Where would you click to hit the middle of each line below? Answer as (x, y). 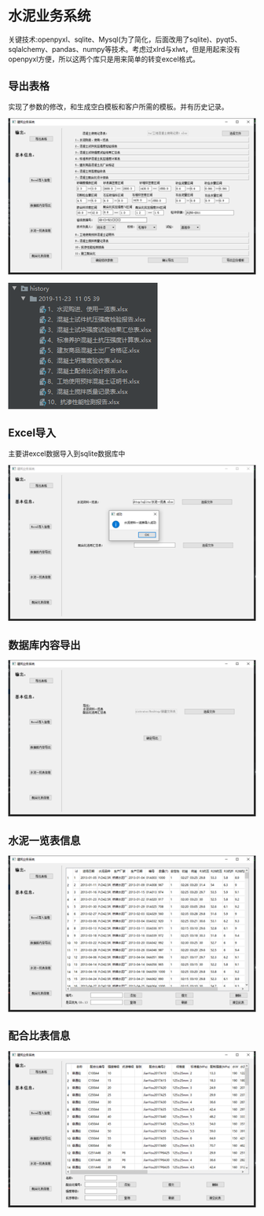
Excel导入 (32, 433)
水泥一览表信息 (44, 841)
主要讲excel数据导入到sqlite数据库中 (67, 454)
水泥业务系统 (50, 16)
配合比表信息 (39, 1036)
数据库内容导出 (44, 645)
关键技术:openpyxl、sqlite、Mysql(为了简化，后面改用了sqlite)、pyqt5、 (125, 39)
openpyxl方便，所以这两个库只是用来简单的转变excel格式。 (104, 59)
